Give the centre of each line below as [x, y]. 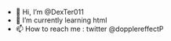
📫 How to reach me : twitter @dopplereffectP [89, 29]
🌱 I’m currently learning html [61, 20]
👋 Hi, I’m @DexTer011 [49, 12]
